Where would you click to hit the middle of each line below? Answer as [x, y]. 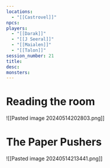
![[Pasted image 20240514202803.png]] [55, 118]
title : [14, 61]
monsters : [18, 72]
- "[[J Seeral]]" [33, 39]
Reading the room [51, 102]
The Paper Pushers [54, 142]
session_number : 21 [30, 56]
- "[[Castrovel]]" [34, 17]
